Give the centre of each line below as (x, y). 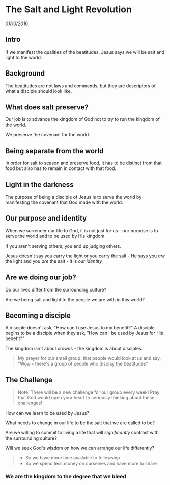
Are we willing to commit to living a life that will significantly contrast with (82, 433)
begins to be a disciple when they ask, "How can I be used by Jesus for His (84, 333)
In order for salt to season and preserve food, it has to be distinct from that (83, 163)
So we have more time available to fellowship (73, 458)
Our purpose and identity (46, 218)
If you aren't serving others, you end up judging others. (63, 246)
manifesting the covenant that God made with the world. (64, 202)
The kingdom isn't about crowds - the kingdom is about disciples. (74, 349)
